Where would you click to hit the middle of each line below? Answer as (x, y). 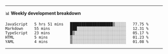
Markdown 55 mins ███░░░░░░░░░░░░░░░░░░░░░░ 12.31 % (77, 28)
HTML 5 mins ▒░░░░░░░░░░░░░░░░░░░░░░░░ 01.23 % (77, 37)
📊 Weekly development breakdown (43, 13)
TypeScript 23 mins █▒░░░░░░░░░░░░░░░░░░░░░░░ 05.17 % (77, 33)
